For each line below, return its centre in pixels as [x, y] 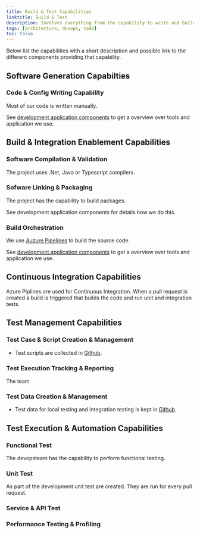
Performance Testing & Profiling [54, 524]
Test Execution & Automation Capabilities [85, 428]
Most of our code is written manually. [52, 105]
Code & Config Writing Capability [55, 93]
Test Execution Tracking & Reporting [60, 368]
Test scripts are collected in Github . [58, 352]
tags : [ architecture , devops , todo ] [51, 28]
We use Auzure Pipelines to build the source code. [68, 241]
